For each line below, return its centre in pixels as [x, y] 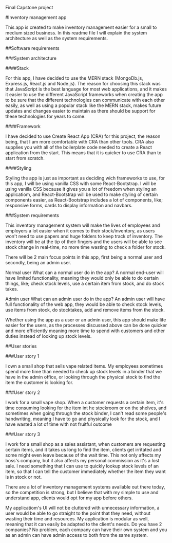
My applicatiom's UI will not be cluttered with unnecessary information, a [83, 508]
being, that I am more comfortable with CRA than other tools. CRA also [80, 142]
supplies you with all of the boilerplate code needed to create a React [79, 147]
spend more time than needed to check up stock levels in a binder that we [84, 372]
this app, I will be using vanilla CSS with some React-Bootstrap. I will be [81, 184]
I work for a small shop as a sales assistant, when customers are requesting [85, 444]
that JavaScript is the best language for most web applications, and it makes [86, 89]
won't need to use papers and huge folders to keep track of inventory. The [84, 236]
